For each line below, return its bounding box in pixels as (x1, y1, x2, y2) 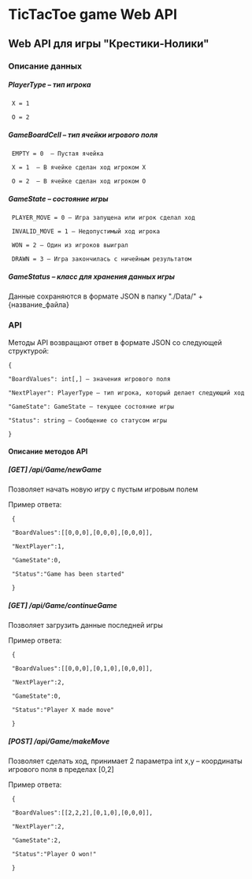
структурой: (8, 346, 50, 355)
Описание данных (8, 61, 83, 72)
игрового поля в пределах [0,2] (8, 765, 114, 774)
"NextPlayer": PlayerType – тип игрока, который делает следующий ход (8, 388, 245, 397)
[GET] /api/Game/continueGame (8, 600, 117, 610)
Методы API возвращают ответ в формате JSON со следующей (8, 337, 222, 347)
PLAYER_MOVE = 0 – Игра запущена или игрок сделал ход (11, 214, 195, 222)
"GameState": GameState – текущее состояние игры (8, 402, 175, 410)
